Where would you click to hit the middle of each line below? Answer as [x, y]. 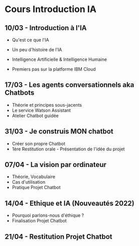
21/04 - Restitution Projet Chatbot [58, 237]
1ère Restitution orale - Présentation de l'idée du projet [68, 149]
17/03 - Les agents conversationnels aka [69, 85]
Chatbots [20, 93]
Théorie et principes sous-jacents [47, 105]
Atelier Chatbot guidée [35, 115]
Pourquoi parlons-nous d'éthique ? [48, 215]
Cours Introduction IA [50, 9]
